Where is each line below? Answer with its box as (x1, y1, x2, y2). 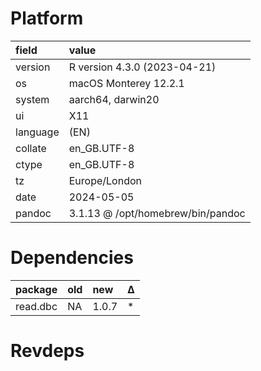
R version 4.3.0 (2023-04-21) (68, 60, 217, 74)
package (15, 282, 58, 296)
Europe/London (68, 173, 142, 187)
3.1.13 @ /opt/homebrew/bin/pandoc (68, 206, 246, 220)
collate (15, 141, 47, 155)
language (15, 125, 60, 139)
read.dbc (15, 299, 58, 313)
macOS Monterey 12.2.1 (68, 76, 185, 90)
